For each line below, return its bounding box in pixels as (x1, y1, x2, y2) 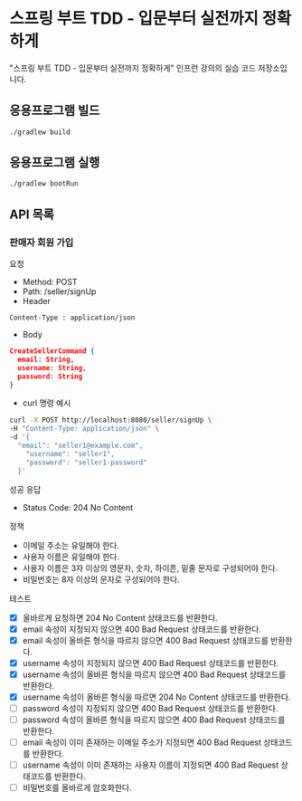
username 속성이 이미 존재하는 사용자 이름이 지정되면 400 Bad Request (22, 759, 279, 770)
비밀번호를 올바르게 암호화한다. (22, 782, 133, 793)
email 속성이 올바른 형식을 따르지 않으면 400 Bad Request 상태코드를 (22, 634, 269, 645)
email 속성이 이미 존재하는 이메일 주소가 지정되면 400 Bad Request (22, 737, 262, 748)
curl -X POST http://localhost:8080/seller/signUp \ (9, 415, 212, 425)
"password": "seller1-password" (25, 458, 147, 467)
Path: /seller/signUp (22, 286, 97, 297)
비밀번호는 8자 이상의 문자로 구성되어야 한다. (22, 574, 180, 585)
